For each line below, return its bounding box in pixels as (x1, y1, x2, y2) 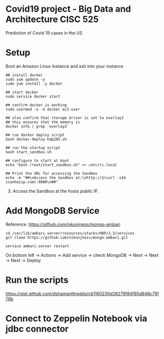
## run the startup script (5, 145, 61, 150)
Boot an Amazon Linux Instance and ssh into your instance (5, 63, 123, 69)
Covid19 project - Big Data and (5, 3, 131, 15)
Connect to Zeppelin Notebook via (5, 313, 147, 324)
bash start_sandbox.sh (5, 149, 52, 154)
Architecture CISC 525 (5, 14, 99, 25)
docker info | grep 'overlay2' (5, 124, 69, 129)
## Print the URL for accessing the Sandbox (5, 171, 98, 176)
